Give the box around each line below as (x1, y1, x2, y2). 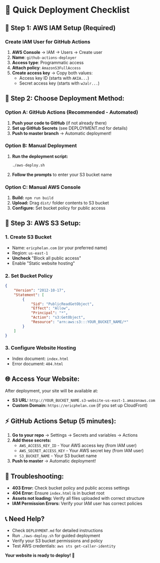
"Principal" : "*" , (30, 310, 68, 315)
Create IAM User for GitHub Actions (5, 38, 90, 45)
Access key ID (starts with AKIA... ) (19, 75, 89, 81)
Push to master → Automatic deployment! (12, 458, 96, 464)
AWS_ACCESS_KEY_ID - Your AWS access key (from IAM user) (19, 443, 137, 448)
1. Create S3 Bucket (5, 234, 52, 240)
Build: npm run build (12, 195, 54, 201)
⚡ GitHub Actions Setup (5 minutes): (5, 417, 116, 426)
